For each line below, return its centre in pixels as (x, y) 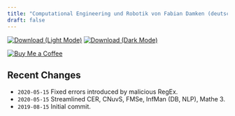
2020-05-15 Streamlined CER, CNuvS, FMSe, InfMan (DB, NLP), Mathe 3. (121, 99)
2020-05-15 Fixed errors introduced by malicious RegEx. (98, 92)
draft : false (26, 20)
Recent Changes (44, 75)
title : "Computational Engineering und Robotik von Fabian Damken (106, 14)
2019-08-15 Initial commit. (54, 107)
